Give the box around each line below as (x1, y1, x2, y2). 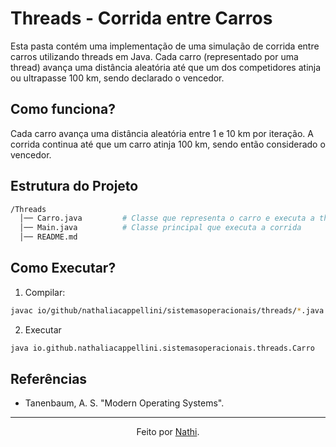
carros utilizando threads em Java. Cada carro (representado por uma (10, 50, 299, 62)
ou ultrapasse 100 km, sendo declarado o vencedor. (10, 72, 225, 84)
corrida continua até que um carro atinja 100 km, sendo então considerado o (10, 138, 326, 150)
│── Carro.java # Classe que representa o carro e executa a (19, 213, 315, 224)
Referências (10, 371, 88, 388)
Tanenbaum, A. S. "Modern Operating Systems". (24, 397, 225, 409)
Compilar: (24, 286, 66, 298)
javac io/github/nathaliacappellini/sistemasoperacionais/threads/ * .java (10, 305, 325, 316)
